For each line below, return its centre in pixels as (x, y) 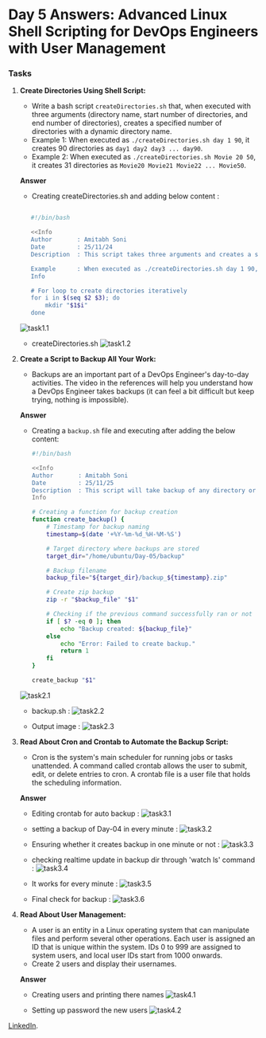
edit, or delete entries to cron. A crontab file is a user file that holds (141, 774)
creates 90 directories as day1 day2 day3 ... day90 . (117, 148)
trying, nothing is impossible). (80, 400)
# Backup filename (77, 570)
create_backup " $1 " (64, 680)
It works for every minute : (75, 883)
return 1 (75, 651)
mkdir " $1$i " (66, 306)
